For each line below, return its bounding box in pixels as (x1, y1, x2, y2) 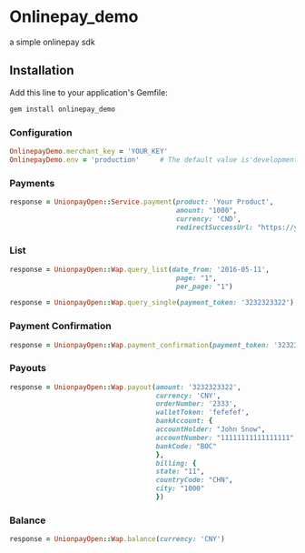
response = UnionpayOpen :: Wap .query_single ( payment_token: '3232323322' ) (9, 298, 295, 307)
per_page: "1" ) (175, 282, 233, 291)
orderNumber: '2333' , (155, 399, 238, 408)
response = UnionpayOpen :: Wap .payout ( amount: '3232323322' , (9, 382, 242, 392)
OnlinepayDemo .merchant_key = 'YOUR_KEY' (9, 146, 169, 156)
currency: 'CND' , (175, 214, 242, 224)
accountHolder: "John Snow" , (155, 425, 266, 434)
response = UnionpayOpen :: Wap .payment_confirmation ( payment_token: (9, 340, 271, 349)
